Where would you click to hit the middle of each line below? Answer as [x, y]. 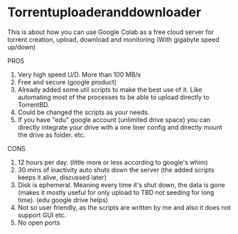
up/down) [22, 47]
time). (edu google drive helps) [63, 200]
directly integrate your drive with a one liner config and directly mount [120, 127]
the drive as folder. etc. [52, 135]
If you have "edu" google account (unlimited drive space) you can [114, 119]
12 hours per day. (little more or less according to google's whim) [113, 162]
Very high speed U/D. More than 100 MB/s [79, 74]
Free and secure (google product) [67, 82]
